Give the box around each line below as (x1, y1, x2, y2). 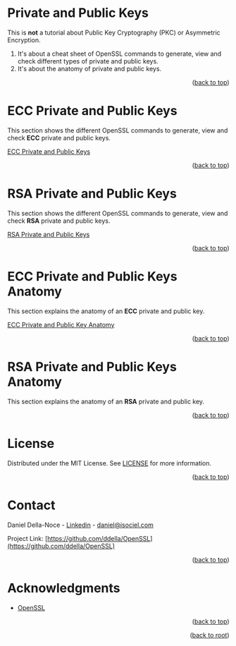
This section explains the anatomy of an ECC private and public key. (7, 307, 205, 315)
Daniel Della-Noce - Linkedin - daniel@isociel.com (7, 520, 154, 529)
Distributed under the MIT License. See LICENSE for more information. (7, 458, 212, 467)
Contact (7, 497, 56, 513)
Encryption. (7, 35, 41, 44)
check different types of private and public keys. (17, 56, 159, 65)
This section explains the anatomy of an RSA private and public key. (7, 397, 205, 406)
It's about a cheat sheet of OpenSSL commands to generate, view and (17, 49, 222, 58)
